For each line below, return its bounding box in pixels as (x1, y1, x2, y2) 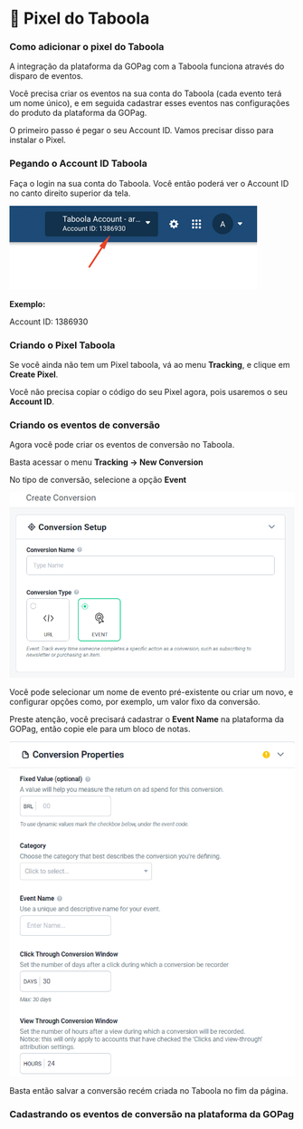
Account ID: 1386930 (9, 316, 89, 327)
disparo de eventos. (9, 71, 84, 82)
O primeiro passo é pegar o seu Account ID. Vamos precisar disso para (9, 125, 274, 136)
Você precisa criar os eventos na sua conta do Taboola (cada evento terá (9, 88, 282, 99)
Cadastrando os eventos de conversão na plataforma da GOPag (9, 1108, 295, 1121)
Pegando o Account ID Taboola (9, 158, 147, 170)
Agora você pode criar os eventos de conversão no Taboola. (9, 439, 235, 450)
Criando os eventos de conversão (9, 419, 161, 431)
